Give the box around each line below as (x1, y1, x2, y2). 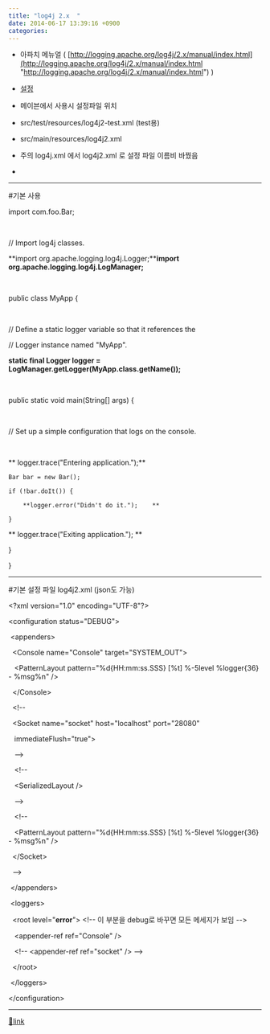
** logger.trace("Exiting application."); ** (8, 530, 143, 540)
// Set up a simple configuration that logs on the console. (8, 427, 197, 437)
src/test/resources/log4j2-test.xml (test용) (19, 118, 161, 128)
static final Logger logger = (8, 355, 101, 366)
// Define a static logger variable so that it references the (8, 325, 196, 334)
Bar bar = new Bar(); (8, 474, 81, 482)
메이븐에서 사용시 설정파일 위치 (19, 101, 117, 111)
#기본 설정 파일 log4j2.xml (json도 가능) (8, 585, 135, 595)
